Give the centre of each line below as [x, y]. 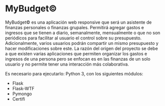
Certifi [19, 99]
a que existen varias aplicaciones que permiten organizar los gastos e [76, 53]
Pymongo [22, 94]
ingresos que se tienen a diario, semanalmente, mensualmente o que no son [83, 33]
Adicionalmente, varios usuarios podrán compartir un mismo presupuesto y [82, 43]
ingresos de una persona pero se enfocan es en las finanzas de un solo [78, 59]
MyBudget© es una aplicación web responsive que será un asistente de [79, 22]
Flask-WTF [23, 88]
